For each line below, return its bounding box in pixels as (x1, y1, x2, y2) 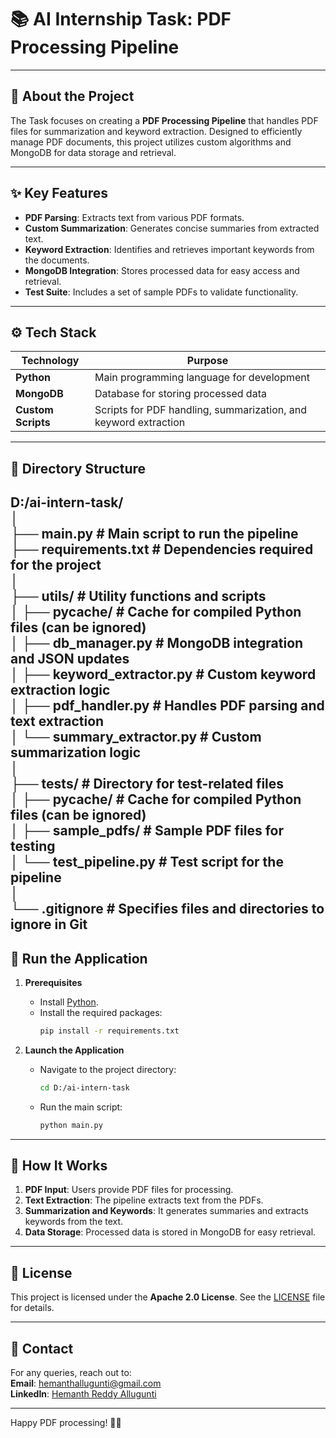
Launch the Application (24, 1044, 125, 1056)
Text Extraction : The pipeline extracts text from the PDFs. (24, 1194, 264, 1206)
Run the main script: (39, 1101, 123, 1113)
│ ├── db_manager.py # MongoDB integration (10, 635, 304, 652)
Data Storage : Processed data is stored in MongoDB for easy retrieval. (24, 1226, 317, 1238)
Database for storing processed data (94, 387, 267, 401)
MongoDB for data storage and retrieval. (10, 146, 177, 158)
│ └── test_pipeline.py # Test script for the (10, 854, 284, 871)
